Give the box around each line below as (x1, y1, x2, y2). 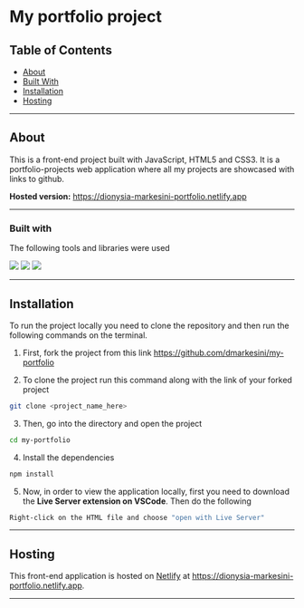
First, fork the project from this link (22, 347, 152, 358)
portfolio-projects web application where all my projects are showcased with (9, 163, 295, 174)
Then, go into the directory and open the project (22, 418, 203, 429)
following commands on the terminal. (9, 329, 147, 341)
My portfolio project (9, 6, 163, 27)
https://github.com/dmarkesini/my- (153, 347, 285, 358)
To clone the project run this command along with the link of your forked (22, 374, 292, 385)
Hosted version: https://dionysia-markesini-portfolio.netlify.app (9, 190, 247, 201)
